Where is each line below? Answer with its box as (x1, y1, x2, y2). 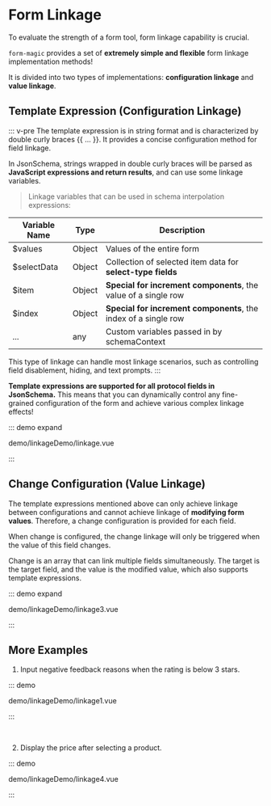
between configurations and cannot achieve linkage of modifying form (8, 507, 244, 517)
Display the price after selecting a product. (19, 743, 163, 753)
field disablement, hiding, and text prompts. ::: (8, 365, 161, 375)
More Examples (8, 643, 89, 656)
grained (8, 398, 35, 407)
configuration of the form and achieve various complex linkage (35, 398, 244, 407)
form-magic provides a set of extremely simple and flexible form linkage (8, 48, 249, 57)
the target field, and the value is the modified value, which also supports (8, 564, 248, 574)
